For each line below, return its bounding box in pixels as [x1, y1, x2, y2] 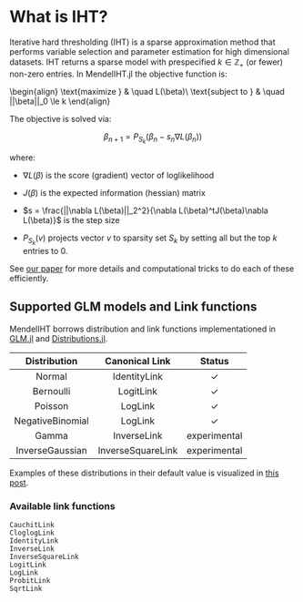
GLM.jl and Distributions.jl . [9, 332, 108, 343]
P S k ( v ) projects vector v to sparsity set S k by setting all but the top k [22, 232, 278, 247]
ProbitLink [9, 576, 51, 586]
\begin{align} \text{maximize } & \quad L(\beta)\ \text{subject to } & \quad [9, 86, 285, 97]
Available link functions [9, 499, 116, 512]
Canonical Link [104, 354, 171, 367]
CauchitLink [9, 521, 55, 530]
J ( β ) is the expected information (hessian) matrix [22, 187, 207, 198]
